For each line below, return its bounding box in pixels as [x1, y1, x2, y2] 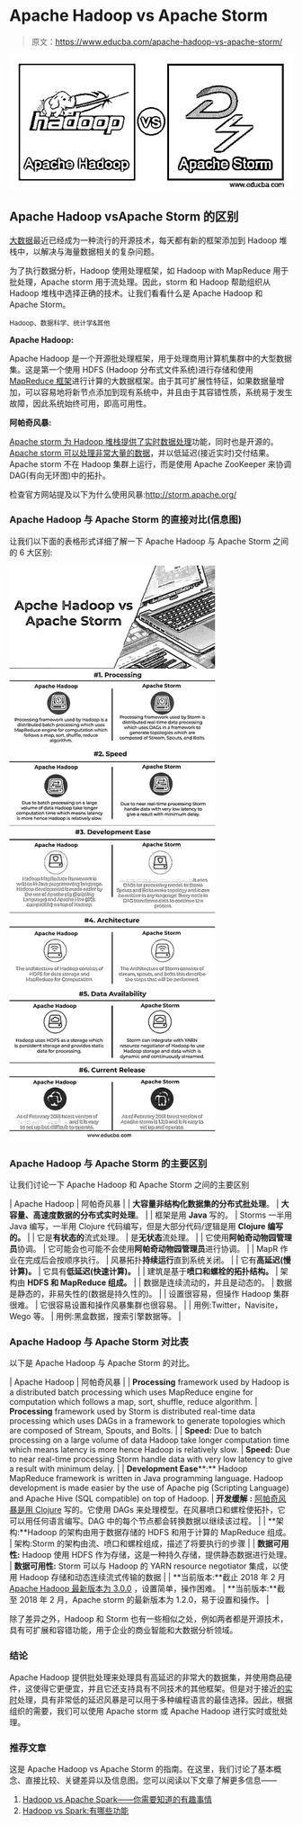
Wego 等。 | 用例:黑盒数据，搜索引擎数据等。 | [9, 1311, 182, 1322]
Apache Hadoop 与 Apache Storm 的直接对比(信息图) [9, 514, 243, 526]
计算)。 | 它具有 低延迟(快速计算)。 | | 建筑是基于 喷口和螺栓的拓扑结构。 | [9, 1266, 279, 1277]
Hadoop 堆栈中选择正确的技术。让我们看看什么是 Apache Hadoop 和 [9, 287, 263, 298]
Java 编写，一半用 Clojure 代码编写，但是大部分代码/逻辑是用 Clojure [9, 1221, 266, 1232]
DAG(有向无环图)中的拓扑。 [9, 470, 111, 481]
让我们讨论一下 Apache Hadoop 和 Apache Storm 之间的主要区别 [9, 1180, 250, 1191]
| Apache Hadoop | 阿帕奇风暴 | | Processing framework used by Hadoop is [9, 1377, 290, 1388]
